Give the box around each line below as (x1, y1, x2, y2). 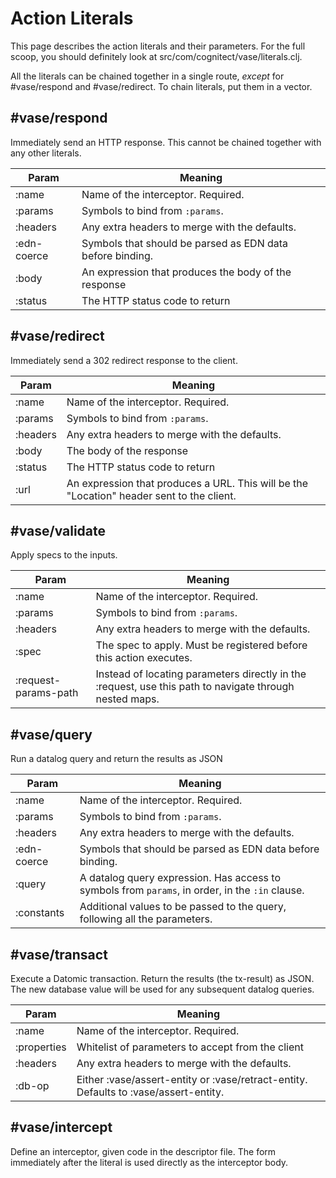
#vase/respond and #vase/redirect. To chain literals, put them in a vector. (10, 80, 313, 92)
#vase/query (10, 726, 93, 743)
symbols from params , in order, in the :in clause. (79, 883, 305, 897)
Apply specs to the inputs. (10, 549, 118, 561)
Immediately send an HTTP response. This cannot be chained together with (10, 136, 322, 148)
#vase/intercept (10, 1119, 113, 1136)
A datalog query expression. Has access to (79, 871, 281, 885)
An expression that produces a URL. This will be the (66, 476, 309, 490)
